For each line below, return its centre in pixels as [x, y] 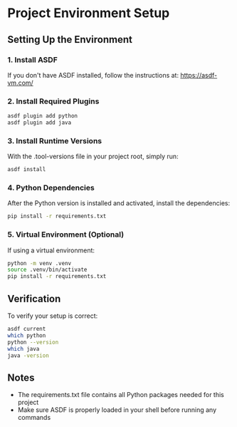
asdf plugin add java [39, 123]
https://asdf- [199, 75]
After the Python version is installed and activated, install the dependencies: [118, 203]
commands [34, 418]
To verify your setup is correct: [53, 316]
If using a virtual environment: [51, 250]
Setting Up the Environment [70, 40]
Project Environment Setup [89, 13]
